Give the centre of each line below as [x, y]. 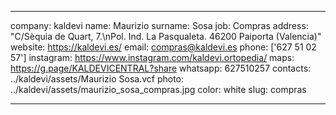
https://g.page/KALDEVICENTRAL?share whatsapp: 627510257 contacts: [161, 68]
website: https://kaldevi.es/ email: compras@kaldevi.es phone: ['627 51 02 [163, 47]
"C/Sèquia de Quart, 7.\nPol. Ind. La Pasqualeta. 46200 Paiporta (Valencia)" [166, 36]
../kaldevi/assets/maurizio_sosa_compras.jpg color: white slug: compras [158, 89]
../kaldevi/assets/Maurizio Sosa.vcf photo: [97, 79]
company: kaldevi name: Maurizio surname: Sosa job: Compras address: [159, 25]
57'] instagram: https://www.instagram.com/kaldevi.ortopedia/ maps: [152, 57]
